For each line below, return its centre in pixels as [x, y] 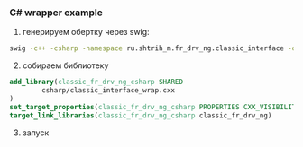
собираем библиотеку [65, 65]
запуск [36, 133]
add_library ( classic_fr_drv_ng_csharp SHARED [96, 82]
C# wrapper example [56, 13]
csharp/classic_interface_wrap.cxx [109, 91]
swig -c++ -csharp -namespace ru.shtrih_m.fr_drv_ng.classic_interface [147, 48]
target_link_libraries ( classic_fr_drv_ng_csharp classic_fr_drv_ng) [141, 115]
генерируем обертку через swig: [86, 32]
